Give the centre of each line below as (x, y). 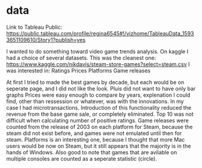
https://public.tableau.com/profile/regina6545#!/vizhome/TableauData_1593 (100, 33)
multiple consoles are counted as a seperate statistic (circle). (82, 158)
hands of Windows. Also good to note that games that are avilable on (92, 152)
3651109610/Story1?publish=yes (46, 40)
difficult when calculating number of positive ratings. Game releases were (98, 120)
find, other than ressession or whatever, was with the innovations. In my (95, 101)
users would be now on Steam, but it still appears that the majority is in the (99, 146)
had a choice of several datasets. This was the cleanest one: (81, 58)
